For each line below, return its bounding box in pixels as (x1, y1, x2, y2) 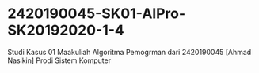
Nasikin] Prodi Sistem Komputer (7, 56, 112, 65)
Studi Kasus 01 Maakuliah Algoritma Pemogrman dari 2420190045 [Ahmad (7, 47, 252, 57)
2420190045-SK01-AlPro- (7, 5, 186, 23)
